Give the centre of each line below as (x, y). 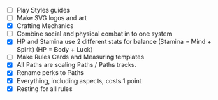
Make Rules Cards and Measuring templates (80, 57)
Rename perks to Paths (50, 73)
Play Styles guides (43, 10)
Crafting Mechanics (45, 26)
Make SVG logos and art (51, 18)
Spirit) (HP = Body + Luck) (54, 50)
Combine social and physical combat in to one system (94, 34)
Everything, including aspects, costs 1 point (79, 80)
